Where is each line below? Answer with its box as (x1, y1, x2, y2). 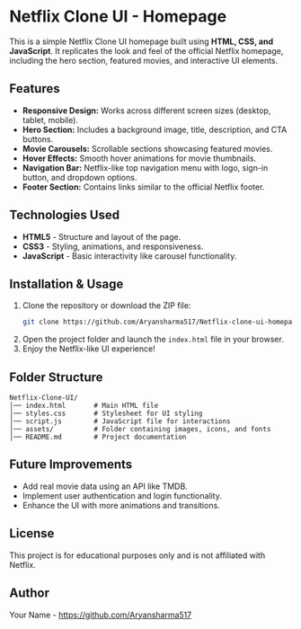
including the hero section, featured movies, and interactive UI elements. (9, 55, 279, 66)
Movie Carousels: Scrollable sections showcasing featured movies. (22, 143, 273, 154)
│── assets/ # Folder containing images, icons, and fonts (9, 425, 271, 434)
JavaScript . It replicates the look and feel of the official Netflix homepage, (9, 45, 284, 56)
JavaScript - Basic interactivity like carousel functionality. (22, 250, 237, 261)
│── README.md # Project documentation (9, 433, 187, 442)
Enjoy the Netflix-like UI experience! (22, 343, 155, 354)
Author (9, 586, 49, 601)
